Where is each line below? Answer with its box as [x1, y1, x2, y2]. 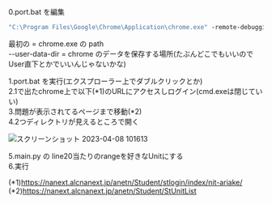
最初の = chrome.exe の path [8, 39, 104, 49]
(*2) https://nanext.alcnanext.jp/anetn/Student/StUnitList [8, 185, 197, 196]
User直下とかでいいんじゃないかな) [8, 59, 127, 69]
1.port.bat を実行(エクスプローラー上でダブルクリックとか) [8, 76, 203, 86]
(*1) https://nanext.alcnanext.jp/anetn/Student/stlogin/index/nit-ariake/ [8, 177, 243, 187]
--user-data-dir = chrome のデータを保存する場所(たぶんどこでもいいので [8, 49, 253, 58]
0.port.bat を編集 [8, 7, 65, 16]
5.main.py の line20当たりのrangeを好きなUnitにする [8, 151, 184, 160]
